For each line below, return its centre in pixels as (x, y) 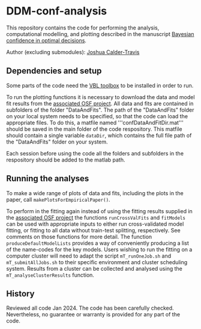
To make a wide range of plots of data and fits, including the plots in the (95, 193)
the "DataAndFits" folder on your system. (57, 142)
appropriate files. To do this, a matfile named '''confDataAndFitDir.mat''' (95, 122)
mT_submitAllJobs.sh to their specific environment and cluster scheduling (97, 262)
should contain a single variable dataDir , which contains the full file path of (99, 135)
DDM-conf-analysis (56, 11)
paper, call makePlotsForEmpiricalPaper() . (58, 199)
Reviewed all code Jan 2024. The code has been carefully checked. (90, 308)
